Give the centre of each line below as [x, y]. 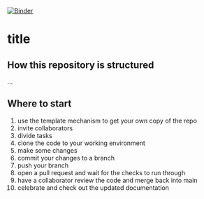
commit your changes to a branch [66, 158]
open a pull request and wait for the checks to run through [101, 172]
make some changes [48, 150]
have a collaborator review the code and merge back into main [107, 180]
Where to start [39, 104]
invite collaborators [45, 128]
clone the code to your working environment [81, 143]
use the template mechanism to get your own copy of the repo [107, 121]
